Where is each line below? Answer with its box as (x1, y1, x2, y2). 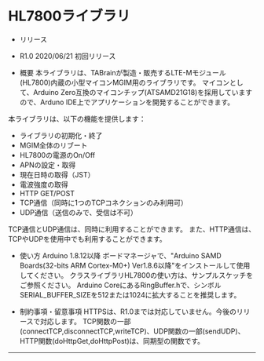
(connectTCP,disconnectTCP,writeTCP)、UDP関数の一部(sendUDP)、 (19, 326, 245, 336)
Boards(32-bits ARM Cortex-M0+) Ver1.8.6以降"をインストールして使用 (19, 261, 251, 270)
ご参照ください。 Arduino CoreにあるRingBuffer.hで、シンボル (19, 280, 222, 290)
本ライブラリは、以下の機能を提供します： (8, 114, 146, 123)
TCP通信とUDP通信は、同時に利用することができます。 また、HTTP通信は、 (8, 224, 256, 234)
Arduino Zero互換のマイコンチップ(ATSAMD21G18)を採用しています (33, 87, 253, 97)
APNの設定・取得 (19, 160, 76, 170)
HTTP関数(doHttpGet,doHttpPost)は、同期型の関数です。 (19, 336, 205, 345)
